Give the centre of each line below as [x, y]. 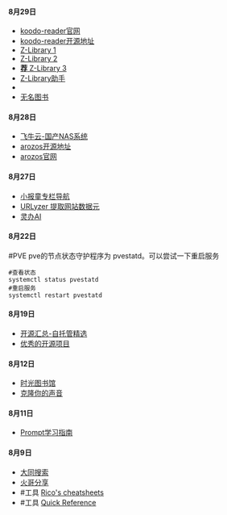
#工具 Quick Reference [58, 502]
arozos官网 [39, 157]
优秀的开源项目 [45, 344]
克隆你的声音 [41, 393]
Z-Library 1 [38, 50]
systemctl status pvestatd [54, 279]
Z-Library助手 [43, 78]
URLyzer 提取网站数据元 [60, 206]
